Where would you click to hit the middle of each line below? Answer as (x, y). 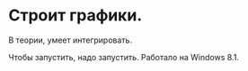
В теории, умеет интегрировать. (70, 40)
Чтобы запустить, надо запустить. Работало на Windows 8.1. (124, 57)
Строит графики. (75, 16)
